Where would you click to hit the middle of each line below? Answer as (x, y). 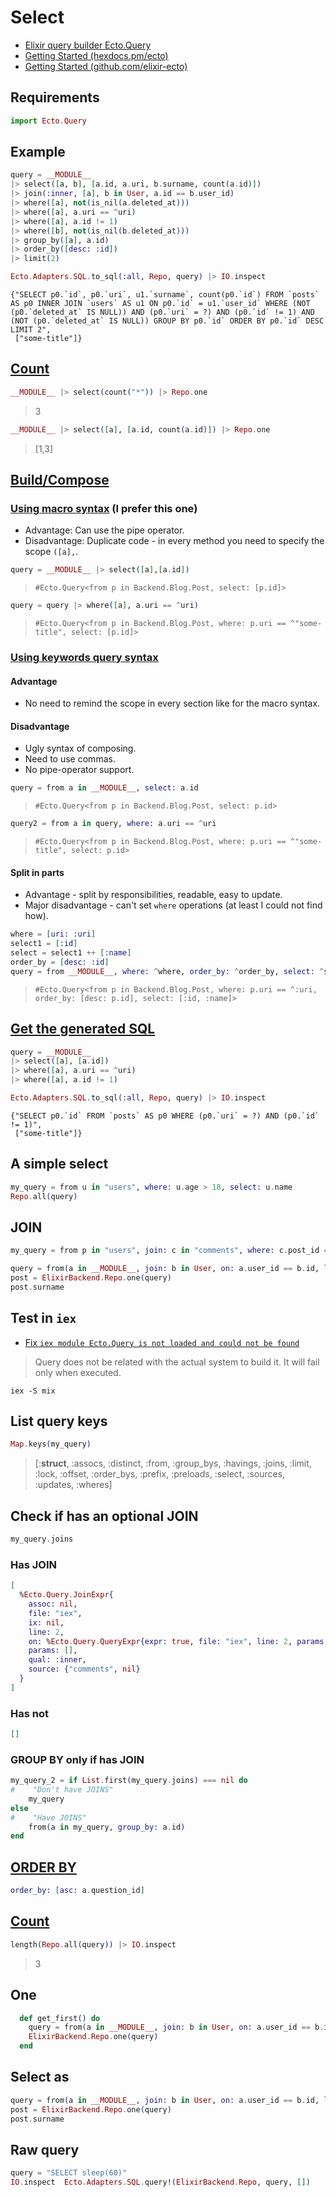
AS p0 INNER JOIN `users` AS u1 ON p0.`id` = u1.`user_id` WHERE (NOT (160, 304)
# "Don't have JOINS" (62, 1790)
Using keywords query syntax (84, 657)
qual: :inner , (57, 1660)
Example (38, 152)
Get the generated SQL (83, 1029)
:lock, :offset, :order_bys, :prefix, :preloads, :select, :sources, (160, 1474)
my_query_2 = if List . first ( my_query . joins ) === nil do (129, 1781)
